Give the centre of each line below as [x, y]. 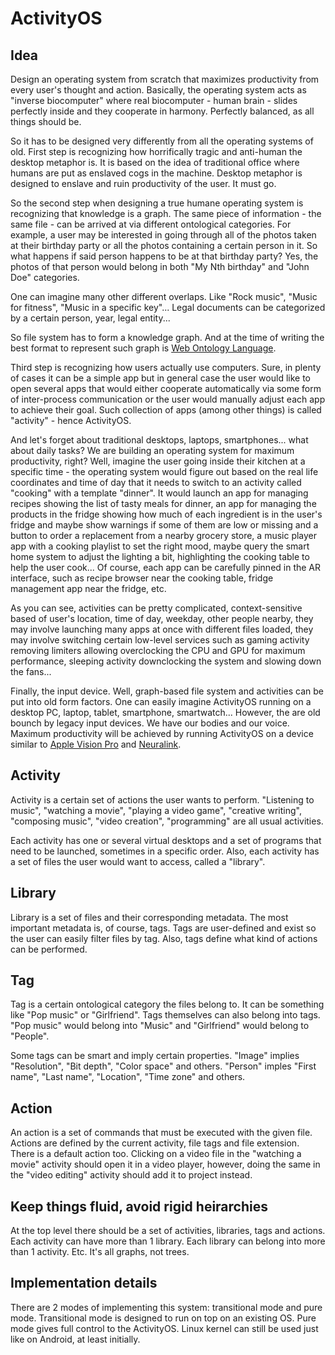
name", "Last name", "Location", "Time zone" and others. [128, 1077]
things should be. [46, 121]
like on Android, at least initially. [75, 1339]
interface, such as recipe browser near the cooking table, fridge [142, 578]
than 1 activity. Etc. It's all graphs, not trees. [100, 1252]
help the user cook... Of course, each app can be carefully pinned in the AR [166, 567]
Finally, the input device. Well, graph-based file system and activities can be [167, 691]
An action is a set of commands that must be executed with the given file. [161, 1133]
